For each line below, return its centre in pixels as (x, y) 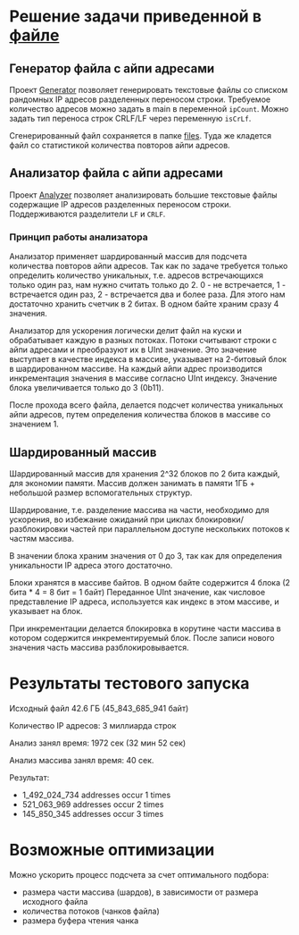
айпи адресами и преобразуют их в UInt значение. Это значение (133, 350)
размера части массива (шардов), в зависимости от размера (140, 892)
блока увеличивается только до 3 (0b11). (87, 388)
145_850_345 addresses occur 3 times (93, 813)
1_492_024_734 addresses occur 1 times (96, 795)
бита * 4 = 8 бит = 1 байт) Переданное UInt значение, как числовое (137, 592)
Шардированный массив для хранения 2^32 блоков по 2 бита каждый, (145, 473)
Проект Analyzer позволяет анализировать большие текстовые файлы (144, 195)
